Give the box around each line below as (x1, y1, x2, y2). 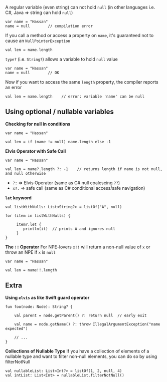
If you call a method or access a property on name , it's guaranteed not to (5, 33, 154, 38)
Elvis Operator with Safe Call (5, 148, 66, 154)
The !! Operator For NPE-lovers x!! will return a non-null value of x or (5, 244, 150, 250)
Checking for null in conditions (5, 121, 71, 127)
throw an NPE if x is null (5, 249, 56, 255)
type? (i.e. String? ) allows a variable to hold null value (5, 56, 118, 62)
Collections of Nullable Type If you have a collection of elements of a (5, 348, 149, 354)
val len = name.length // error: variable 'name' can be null (5, 94, 144, 99)
